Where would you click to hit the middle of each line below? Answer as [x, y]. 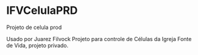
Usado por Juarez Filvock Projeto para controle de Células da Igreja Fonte [99, 39]
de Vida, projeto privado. [37, 45]
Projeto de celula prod [34, 27]
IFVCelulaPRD [42, 11]
